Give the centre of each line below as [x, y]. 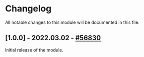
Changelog [28, 9]
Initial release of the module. [34, 50]
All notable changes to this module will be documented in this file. [72, 22]
